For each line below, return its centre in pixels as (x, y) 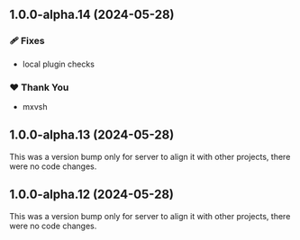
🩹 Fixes (27, 41)
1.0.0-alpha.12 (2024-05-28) (91, 195)
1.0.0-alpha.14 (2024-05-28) (92, 15)
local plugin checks (58, 64)
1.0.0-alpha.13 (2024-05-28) (92, 135)
